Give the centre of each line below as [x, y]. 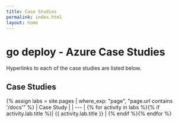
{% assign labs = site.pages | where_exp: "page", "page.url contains [89, 101]
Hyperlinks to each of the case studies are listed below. [74, 68]
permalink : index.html [34, 17]
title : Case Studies [32, 12]
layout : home [22, 22]
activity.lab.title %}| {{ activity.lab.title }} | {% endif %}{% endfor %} [89, 114]
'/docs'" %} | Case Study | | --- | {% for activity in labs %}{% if [83, 108]
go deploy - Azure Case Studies [86, 52]
